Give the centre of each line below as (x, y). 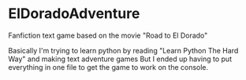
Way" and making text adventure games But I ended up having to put (120, 59)
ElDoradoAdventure (74, 14)
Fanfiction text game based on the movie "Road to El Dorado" (108, 35)
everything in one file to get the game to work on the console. (108, 67)
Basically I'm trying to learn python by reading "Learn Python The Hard (123, 50)
